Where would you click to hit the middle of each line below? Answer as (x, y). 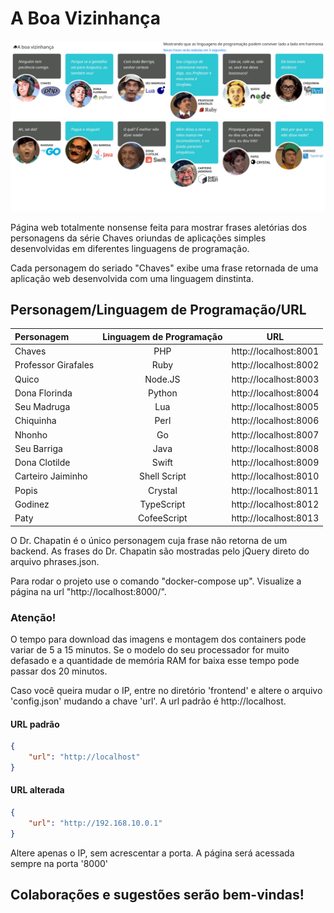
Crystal (162, 490)
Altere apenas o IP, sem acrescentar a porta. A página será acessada (152, 853)
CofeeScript (163, 518)
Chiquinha (35, 421)
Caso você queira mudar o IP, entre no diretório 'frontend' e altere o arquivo (166, 690)
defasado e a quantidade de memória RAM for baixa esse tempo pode (155, 660)
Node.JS (162, 379)
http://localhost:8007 (275, 434)
